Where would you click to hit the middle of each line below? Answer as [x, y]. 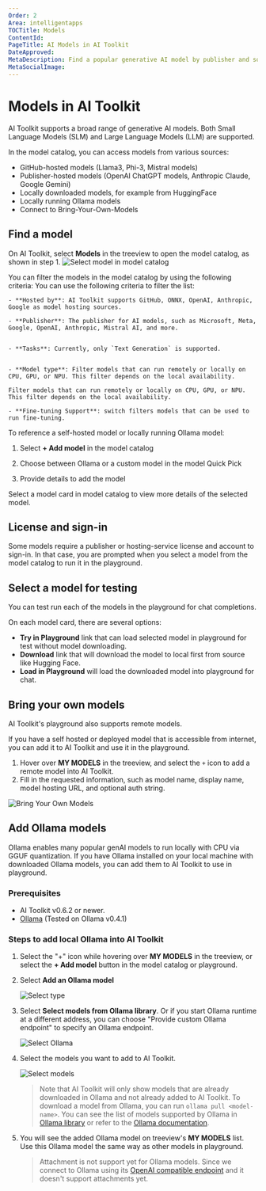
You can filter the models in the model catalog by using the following [120, 277]
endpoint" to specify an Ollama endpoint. [87, 1028]
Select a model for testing [73, 588]
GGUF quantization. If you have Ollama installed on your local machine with [131, 855]
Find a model [40, 234]
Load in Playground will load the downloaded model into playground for [137, 672]
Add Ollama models [57, 828]
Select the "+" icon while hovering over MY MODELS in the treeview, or [136, 957]
